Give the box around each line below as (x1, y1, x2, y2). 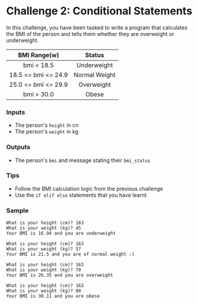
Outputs (6, 143, 31, 151)
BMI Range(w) (17, 51, 60, 59)
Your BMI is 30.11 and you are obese (6, 293, 100, 300)
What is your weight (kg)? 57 (6, 246, 82, 252)
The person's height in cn (14, 121, 79, 129)
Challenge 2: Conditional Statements (6, 4, 193, 18)
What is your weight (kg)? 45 (6, 225, 82, 231)
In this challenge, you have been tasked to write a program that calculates (6, 24, 188, 31)
